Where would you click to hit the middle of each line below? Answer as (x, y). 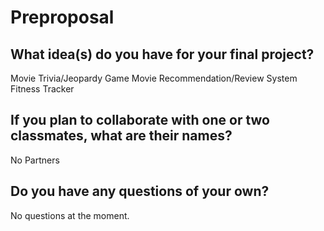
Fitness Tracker (42, 89)
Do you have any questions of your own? (140, 191)
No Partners (35, 160)
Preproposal (62, 17)
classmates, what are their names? (121, 136)
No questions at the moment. (70, 215)
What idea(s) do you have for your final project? (162, 54)
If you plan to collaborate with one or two (140, 120)
